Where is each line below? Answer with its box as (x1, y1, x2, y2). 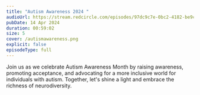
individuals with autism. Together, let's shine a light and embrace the (6, 76, 174, 83)
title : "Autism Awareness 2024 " (6, 8, 89, 15)
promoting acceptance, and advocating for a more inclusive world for (6, 69, 177, 77)
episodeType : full (6, 47, 52, 53)
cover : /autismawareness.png (6, 36, 79, 42)
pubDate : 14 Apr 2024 (6, 19, 60, 25)
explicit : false (6, 42, 46, 48)
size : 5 (6, 31, 26, 37)
